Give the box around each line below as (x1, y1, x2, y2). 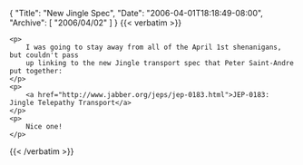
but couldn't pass (9, 51, 79, 60)
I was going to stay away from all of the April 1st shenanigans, (25, 43, 282, 52)
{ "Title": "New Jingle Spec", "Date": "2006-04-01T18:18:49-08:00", (9, 8, 263, 18)
